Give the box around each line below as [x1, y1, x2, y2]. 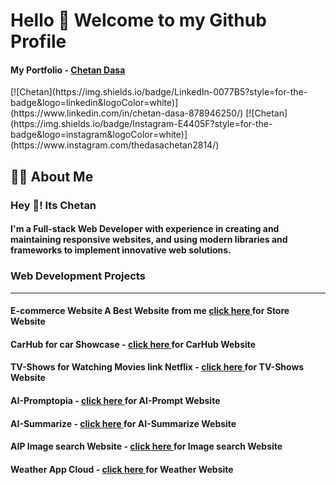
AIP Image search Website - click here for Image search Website [10, 440, 283, 453]
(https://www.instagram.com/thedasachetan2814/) [10, 139, 220, 151]
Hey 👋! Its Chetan [10, 198, 97, 212]
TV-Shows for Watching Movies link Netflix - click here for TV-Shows [10, 361, 305, 373]
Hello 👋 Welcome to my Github [10, 9, 267, 32]
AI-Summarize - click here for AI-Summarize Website [10, 417, 237, 429]
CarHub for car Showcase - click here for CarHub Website [10, 338, 257, 350]
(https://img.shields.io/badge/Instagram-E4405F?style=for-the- [10, 118, 273, 130]
